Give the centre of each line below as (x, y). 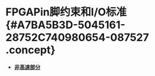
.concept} (30, 50)
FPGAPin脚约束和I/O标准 (66, 12)
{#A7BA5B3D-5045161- (65, 25)
